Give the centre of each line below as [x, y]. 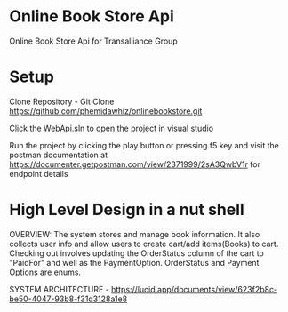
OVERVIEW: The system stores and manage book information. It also [135, 234]
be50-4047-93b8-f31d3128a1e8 [68, 299]
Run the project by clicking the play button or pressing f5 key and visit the [144, 145]
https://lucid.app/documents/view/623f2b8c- [194, 289]
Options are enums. [45, 272]
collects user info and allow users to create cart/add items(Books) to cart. [144, 244]
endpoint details [39, 173]
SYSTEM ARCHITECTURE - [59, 289]
